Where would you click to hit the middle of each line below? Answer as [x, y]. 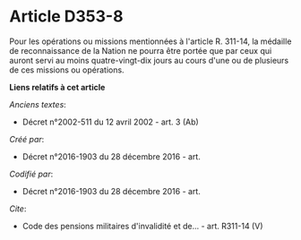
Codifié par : [31, 174]
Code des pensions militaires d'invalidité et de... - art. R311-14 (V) [142, 226]
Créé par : [27, 139]
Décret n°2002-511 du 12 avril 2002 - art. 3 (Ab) [110, 122]
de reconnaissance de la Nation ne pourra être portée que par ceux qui [141, 50]
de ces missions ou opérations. [67, 70]
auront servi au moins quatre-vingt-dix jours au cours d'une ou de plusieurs [149, 60]
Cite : [18, 209]
